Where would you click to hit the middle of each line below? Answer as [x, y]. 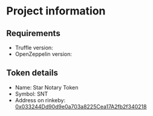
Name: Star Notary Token [47, 87]
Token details [32, 73]
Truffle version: [34, 47]
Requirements [33, 33]
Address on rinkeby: [40, 100]
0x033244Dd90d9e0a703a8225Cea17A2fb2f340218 [81, 106]
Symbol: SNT [31, 94]
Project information [56, 11]
